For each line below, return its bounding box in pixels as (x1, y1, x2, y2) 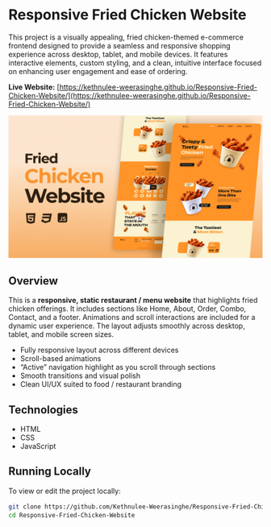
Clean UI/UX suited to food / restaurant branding (19, 380, 182, 389)
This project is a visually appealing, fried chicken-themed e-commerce (8, 32, 244, 42)
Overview (8, 274, 59, 288)
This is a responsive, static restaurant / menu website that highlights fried (8, 296, 258, 305)
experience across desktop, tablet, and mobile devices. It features (8, 49, 228, 59)
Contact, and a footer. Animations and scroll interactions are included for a (8, 313, 256, 322)
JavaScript (19, 442, 56, 451)
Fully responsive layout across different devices (19, 345, 179, 355)
